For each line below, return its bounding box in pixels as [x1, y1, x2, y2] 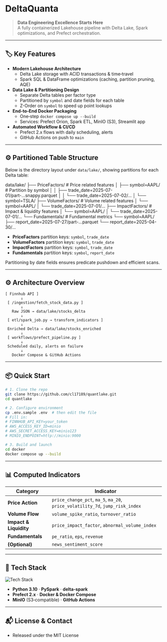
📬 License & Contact [5, 617, 73, 625]
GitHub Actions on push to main [19, 134, 84, 140]
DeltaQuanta [5, 3, 59, 14]
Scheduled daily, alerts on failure [7, 344, 83, 349]
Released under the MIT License [12, 633, 79, 638]
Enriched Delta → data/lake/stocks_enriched [7, 326, 101, 331]
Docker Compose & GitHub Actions [11, 352, 81, 358]
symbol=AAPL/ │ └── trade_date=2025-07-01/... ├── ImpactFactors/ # [5, 203, 152, 209]
